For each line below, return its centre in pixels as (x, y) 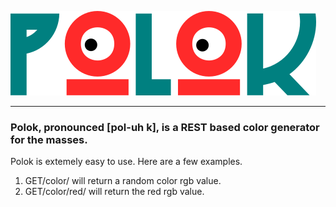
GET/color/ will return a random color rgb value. (123, 181)
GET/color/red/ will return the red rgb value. (114, 192)
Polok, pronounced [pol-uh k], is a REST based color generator (165, 127)
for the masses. (49, 139)
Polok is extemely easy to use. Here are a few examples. (126, 162)
